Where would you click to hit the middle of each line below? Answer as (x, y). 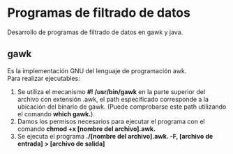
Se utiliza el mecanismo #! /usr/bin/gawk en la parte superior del (111, 91)
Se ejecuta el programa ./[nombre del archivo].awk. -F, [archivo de (115, 136)
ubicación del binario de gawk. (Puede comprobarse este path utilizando (122, 107)
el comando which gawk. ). (56, 114)
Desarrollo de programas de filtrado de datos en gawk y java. (95, 32)
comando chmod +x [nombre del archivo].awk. (86, 129)
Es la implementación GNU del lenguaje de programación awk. (97, 70)
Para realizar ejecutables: (44, 78)
